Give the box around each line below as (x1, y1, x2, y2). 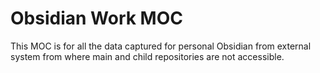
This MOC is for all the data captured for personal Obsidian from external (10, 40, 312, 52)
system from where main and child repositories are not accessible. (10, 50, 285, 62)
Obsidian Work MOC (10, 7, 183, 30)
